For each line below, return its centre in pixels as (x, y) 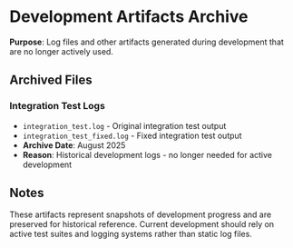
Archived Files (51, 80)
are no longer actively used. (61, 51)
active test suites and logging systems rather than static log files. (131, 234)
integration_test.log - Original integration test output (124, 125)
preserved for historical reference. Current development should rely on (142, 224)
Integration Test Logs (58, 106)
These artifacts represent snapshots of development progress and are (141, 214)
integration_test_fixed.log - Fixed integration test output (132, 135)
